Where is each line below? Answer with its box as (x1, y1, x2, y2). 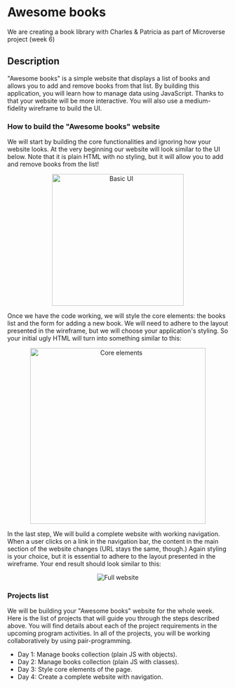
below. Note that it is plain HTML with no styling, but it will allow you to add (7, 153, 224, 161)
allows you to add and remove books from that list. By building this (7, 82, 200, 90)
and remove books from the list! (7, 160, 100, 169)
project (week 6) (7, 34, 55, 43)
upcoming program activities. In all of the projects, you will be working (7, 629, 210, 637)
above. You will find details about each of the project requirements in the (7, 622, 217, 630)
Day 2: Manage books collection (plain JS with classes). (17, 658, 180, 666)
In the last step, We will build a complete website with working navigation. (7, 530, 220, 538)
